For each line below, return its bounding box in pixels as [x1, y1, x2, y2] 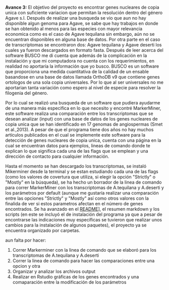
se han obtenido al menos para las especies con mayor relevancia [5, 26, 143, 32]
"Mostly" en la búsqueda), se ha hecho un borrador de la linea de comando [5, 179, 162, 185]
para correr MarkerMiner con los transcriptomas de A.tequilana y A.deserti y [5, 185, 164, 191]
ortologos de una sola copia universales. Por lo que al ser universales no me [5, 79, 164, 85]
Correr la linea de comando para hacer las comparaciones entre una [12, 258, 155, 264]
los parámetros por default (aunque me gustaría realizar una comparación [5, 190, 159, 196]
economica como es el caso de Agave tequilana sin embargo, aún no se [5, 31, 155, 37]
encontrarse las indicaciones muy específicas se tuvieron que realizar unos [5, 217, 162, 222]
